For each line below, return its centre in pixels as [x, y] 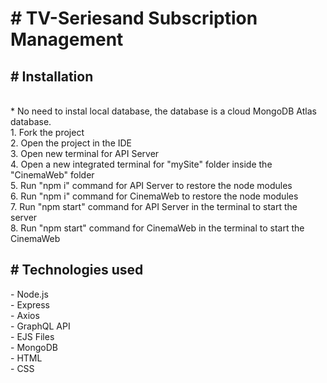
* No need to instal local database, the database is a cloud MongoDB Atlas [163, 111]
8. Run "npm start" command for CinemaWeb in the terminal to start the [157, 228]
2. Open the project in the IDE [71, 143]
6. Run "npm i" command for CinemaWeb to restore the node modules [154, 196]
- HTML [26, 358]
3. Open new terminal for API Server [85, 153]
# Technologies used [77, 270]
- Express [30, 304]
